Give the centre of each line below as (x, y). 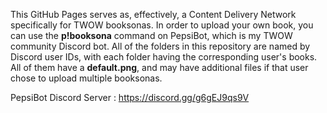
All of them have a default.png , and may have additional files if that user (159, 67)
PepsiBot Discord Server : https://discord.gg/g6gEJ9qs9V (130, 97)
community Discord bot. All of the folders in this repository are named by (160, 46)
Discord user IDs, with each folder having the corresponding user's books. (164, 57)
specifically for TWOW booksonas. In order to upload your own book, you (162, 25)
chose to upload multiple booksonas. (86, 78)
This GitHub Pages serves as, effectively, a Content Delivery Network (153, 14)
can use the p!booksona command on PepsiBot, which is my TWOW (151, 35)
